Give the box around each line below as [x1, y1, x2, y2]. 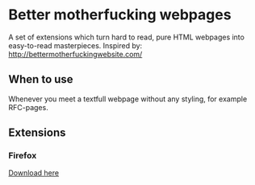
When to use [8, 72, 74, 86]
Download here [8, 168, 59, 178]
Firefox [8, 150, 37, 162]
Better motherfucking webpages [8, 6, 232, 24]
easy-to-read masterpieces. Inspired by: [8, 40, 143, 50]
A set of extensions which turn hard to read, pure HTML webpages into [8, 32, 245, 42]
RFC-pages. [8, 102, 48, 112]
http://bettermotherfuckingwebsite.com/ [8, 49, 143, 59]
